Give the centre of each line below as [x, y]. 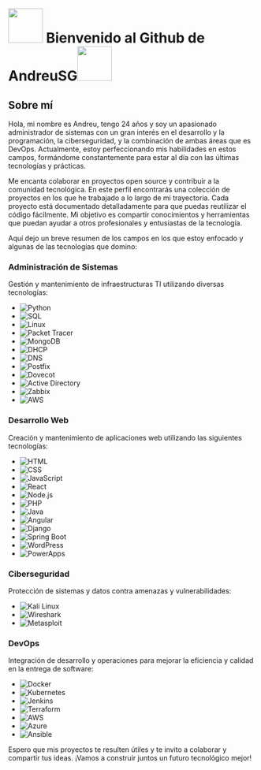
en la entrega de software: [51, 669]
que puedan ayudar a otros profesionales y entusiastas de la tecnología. [125, 223]
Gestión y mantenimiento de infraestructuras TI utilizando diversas [116, 285]
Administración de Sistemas [63, 266]
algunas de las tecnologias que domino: [73, 247]
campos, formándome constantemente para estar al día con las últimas [124, 157]
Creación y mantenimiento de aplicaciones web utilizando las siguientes [125, 437]
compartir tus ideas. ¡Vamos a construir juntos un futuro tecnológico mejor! [130, 758]
